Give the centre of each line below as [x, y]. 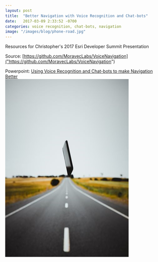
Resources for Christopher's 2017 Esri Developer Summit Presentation [77, 46]
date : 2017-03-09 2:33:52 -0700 [41, 21]
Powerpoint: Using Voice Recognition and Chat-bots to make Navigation [79, 71]
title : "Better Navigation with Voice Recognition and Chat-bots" [77, 16]
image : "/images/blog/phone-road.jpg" [45, 32]
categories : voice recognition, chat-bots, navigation [63, 26]
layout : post [19, 10]
